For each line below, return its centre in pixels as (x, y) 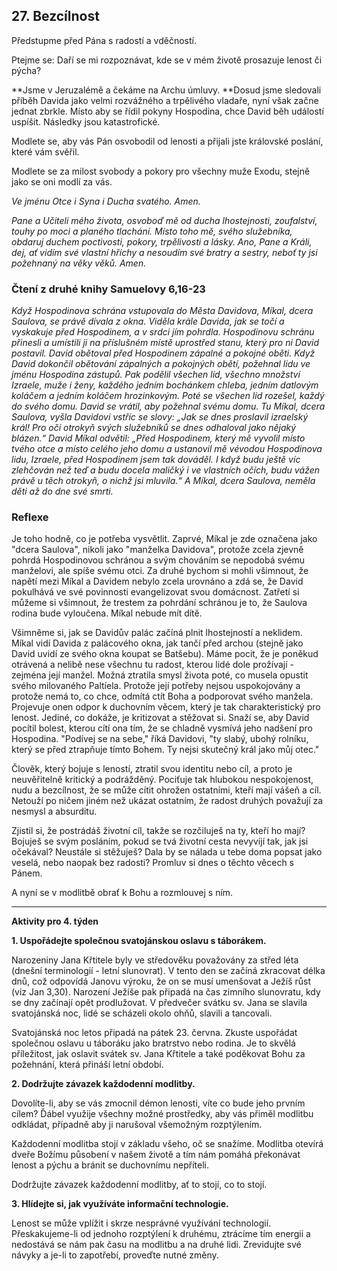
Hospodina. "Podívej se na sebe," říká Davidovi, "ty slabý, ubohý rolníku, (160, 739)
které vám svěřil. (45, 151)
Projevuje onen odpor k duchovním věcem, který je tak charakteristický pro (166, 707)
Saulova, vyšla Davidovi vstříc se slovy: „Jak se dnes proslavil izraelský (160, 417)
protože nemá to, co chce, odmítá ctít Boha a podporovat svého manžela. (162, 696)
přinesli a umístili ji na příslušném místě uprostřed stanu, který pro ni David (165, 343)
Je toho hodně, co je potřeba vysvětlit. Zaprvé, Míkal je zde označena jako (164, 539)
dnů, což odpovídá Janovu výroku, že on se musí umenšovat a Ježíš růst (161, 981)
